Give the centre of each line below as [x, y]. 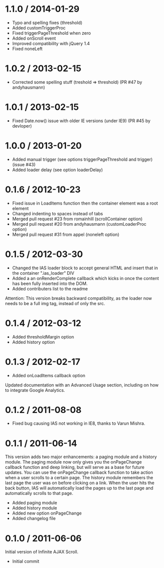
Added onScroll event [34, 38]
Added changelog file [34, 518]
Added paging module [35, 503]
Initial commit [26, 561]
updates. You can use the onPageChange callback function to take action [79, 472]
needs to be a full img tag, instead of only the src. [55, 303]
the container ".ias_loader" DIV [43, 273]
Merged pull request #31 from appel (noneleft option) [66, 234]
